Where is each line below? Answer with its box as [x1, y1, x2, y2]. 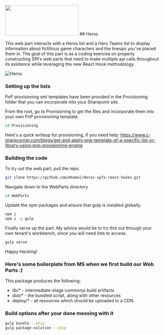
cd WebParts [5, 193, 29, 198]
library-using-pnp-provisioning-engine [5, 143, 83, 148]
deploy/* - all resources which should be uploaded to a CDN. [12, 298, 135, 304]
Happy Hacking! [5, 249, 38, 254]
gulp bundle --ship [5, 321, 45, 326]
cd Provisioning [5, 123, 38, 128]
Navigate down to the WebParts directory [5, 184, 88, 190]
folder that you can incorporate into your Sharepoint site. [5, 99, 120, 105]
